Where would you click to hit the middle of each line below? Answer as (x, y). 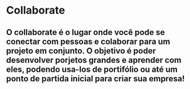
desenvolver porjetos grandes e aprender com (94, 60)
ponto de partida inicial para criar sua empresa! (96, 79)
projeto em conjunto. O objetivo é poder (81, 51)
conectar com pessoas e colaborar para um (88, 41)
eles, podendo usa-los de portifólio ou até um (92, 69)
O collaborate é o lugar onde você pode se (85, 32)
